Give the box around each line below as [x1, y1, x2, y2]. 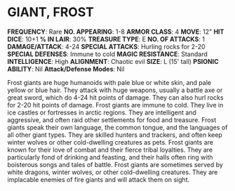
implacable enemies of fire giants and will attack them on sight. [7, 175, 190, 183]
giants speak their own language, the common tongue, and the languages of [7, 123, 228, 131]
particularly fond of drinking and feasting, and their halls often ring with [7, 152, 213, 162]
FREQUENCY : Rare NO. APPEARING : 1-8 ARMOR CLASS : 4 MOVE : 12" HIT [7, 27, 224, 36]
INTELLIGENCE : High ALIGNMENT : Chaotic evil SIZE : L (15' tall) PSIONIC [7, 57, 219, 65]
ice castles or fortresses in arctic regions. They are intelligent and [7, 108, 196, 117]
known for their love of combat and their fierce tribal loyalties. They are [7, 145, 213, 154]
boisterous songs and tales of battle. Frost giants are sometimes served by [7, 160, 223, 169]
